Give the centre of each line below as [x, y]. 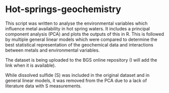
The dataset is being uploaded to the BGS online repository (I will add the [81, 60]
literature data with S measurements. [43, 86]
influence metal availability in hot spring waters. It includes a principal [78, 28]
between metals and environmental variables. [52, 50]
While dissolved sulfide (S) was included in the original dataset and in [77, 75]
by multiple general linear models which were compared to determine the [81, 39]
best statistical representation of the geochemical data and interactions [79, 44]
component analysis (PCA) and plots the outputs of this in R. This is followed [85, 34]
